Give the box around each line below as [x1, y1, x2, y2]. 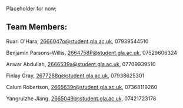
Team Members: [6, 22, 68, 32]
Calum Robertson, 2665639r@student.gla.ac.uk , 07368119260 [6, 83, 158, 90]
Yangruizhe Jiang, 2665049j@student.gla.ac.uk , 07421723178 [6, 94, 157, 102]
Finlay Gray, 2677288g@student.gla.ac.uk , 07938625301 [6, 72, 145, 79]
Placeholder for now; [6, 5, 57, 12]
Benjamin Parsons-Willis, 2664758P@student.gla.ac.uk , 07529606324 [6, 49, 178, 56]
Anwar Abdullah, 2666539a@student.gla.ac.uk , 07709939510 [6, 60, 156, 67]
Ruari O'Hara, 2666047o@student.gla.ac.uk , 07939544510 [6, 38, 149, 45]
